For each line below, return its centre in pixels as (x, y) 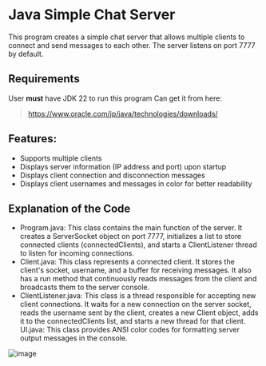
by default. (26, 54)
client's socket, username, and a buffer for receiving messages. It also (135, 270)
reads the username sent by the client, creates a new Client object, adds (139, 312)
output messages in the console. (73, 338)
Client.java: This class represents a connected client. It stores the (127, 262)
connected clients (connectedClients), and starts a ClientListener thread (138, 245)
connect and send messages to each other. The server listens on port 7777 (132, 45)
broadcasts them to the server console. (85, 287)
